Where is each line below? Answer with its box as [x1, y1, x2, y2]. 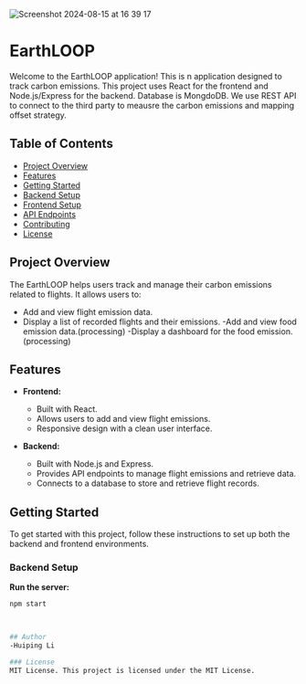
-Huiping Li [9, 641, 55, 650]
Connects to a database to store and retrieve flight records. [36, 478, 260, 489]
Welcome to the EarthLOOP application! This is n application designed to [9, 70, 283, 81]
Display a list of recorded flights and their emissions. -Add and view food [22, 316, 297, 327]
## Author [9, 633, 47, 642]
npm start [9, 599, 47, 609]
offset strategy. [9, 110, 67, 121]
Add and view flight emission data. [22, 306, 153, 317]
